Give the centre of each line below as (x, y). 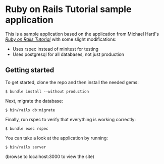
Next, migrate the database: (34, 101)
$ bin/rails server (26, 147)
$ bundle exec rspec (27, 129)
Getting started (30, 70)
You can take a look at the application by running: (57, 138)
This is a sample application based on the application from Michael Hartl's (82, 34)
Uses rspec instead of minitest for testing (56, 49)
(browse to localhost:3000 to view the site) (50, 156)
